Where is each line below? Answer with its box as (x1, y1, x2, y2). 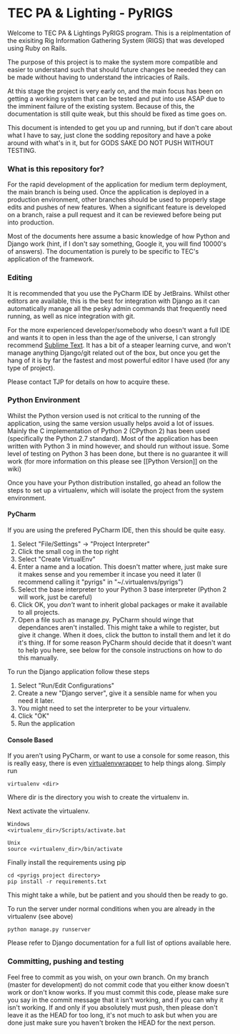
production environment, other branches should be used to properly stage (7, 195, 226, 204)
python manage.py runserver (7, 926, 91, 933)
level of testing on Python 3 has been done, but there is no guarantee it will (7, 449, 229, 458)
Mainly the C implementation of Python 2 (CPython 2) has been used (7, 427, 210, 435)
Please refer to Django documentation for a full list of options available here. (7, 938, 231, 948)
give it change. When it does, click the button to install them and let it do (17, 631, 231, 640)
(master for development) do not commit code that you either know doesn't (7, 980, 229, 989)
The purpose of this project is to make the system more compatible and (7, 57, 218, 66)
